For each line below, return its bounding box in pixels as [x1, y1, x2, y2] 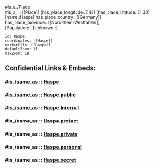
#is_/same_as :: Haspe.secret [5, 156, 76, 163]
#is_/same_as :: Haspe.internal [5, 105, 79, 111]
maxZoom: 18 [5, 51, 29, 56]
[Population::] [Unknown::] [5, 25, 58, 31]
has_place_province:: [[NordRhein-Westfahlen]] [5, 19, 100, 25]
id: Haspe [5, 34, 25, 39]
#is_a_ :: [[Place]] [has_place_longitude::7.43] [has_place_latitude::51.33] [5, 9, 150, 15]
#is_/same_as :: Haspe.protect [5, 118, 78, 124]
